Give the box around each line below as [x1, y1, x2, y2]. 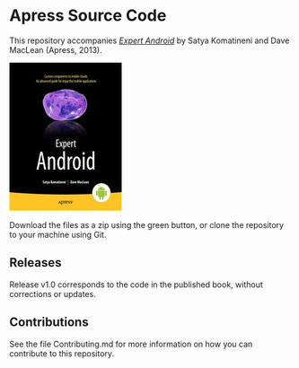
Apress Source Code [9, 5, 167, 26]
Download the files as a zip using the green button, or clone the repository [9, 219, 285, 230]
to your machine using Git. [9, 229, 107, 240]
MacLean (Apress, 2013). [9, 44, 102, 55]
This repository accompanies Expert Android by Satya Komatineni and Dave [9, 35, 290, 46]
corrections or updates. [9, 288, 96, 299]
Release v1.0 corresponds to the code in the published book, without [9, 279, 263, 290]
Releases [9, 255, 62, 270]
